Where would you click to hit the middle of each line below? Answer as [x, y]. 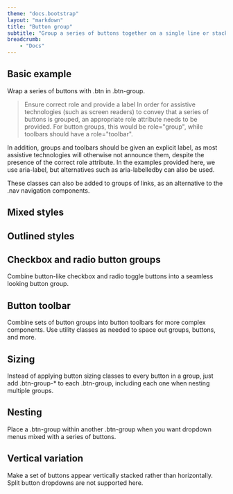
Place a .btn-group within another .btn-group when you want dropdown [109, 429]
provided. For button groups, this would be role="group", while [113, 127]
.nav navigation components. [49, 190]
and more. [22, 337]
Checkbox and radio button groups [84, 259]
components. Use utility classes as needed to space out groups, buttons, [112, 330]
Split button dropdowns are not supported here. [75, 483]
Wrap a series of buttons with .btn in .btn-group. [76, 90]
